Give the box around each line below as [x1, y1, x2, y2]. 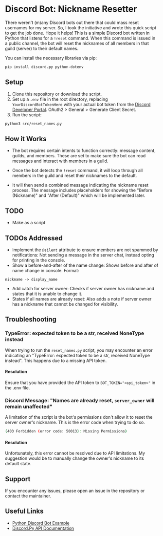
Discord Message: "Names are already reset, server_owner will [5, 397, 155, 404]
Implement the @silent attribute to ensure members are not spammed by [12, 247, 158, 253]
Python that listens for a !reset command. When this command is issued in [5, 35, 156, 41]
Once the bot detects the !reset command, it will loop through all [12, 168, 143, 173]
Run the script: [12, 111, 42, 118]
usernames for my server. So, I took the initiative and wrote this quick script [5, 24, 157, 30]
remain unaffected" [5, 403, 53, 410]
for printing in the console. [12, 257, 66, 263]
